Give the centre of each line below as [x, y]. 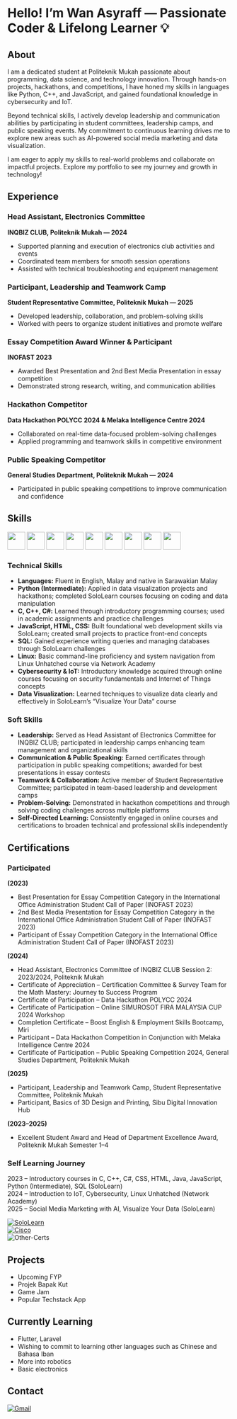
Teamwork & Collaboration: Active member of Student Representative [120, 780]
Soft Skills [25, 719]
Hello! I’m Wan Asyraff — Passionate [117, 13]
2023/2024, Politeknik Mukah [60, 977]
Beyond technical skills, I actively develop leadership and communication [114, 115]
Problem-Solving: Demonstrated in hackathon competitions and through [123, 803]
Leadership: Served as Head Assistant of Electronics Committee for [117, 735]
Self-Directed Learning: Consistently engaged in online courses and [118, 818]
